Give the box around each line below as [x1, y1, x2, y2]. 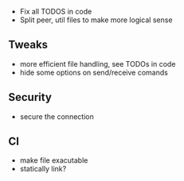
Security [8, 90, 52, 104]
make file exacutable [19, 156, 88, 165]
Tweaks [8, 38, 49, 52]
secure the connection [19, 111, 94, 121]
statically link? [19, 164, 67, 174]
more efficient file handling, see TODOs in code [19, 59, 176, 68]
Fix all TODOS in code [19, 7, 92, 16]
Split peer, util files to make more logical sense [19, 15, 173, 25]
